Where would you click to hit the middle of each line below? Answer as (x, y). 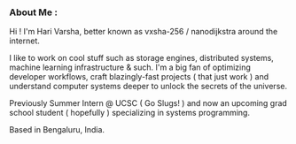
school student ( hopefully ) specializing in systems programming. (130, 113)
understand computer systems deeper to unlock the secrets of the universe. (148, 87)
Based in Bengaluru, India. (57, 130)
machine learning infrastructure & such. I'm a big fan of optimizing (130, 67)
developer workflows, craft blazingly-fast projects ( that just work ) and (139, 77)
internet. (24, 41)
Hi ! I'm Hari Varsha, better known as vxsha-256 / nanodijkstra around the (144, 32)
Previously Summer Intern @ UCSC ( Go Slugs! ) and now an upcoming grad (148, 103)
